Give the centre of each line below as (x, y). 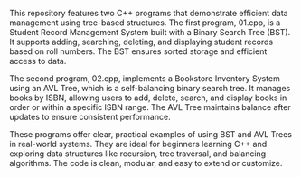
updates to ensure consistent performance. (90, 117)
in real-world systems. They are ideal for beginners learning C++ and (138, 144)
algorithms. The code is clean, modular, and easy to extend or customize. (146, 163)
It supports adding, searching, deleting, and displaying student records (141, 42)
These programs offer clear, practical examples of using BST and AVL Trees (150, 134)
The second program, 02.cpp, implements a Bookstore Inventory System (145, 79)
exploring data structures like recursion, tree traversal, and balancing (138, 154)
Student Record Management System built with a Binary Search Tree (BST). (150, 32)
